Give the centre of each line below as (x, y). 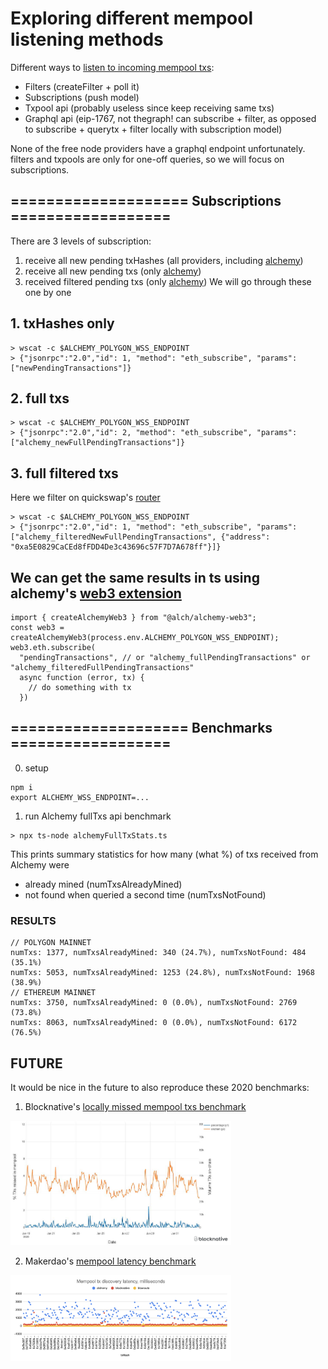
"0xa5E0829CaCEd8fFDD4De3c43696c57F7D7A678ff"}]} (116, 547)
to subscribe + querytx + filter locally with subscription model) (153, 129)
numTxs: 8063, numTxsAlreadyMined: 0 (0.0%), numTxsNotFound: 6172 (154, 1023)
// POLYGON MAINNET (51, 943)
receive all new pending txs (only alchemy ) (113, 271)
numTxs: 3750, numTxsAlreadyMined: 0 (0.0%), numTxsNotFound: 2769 (154, 1003)
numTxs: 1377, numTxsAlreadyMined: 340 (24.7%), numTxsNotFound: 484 (158, 953)
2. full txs (40, 398)
